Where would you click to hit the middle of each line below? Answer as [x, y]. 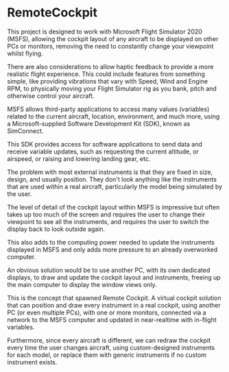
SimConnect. [25, 131]
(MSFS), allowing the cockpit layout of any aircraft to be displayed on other [113, 38]
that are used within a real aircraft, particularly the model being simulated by [115, 186]
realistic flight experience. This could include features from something [106, 74]
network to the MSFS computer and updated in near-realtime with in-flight [112, 319]
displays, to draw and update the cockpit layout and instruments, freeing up [114, 277]
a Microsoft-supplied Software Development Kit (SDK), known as [99, 123]
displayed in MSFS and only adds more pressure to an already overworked [112, 249]
